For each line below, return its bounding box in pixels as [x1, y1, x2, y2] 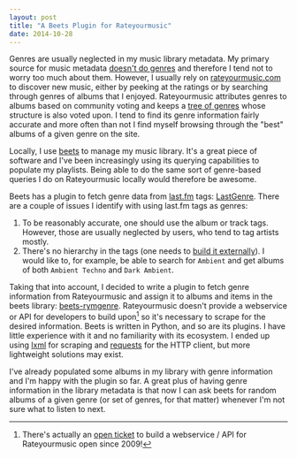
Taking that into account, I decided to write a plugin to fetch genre [9, 282, 250, 293]
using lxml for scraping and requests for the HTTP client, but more [9, 340, 250, 350]
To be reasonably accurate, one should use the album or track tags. [21, 218, 270, 228]
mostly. [21, 236, 49, 248]
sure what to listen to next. [9, 404, 106, 415]
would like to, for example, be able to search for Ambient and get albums [21, 256, 285, 266]
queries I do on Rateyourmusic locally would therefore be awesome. [9, 174, 257, 185]
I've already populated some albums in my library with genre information [9, 366, 273, 377]
